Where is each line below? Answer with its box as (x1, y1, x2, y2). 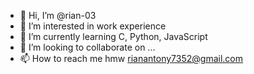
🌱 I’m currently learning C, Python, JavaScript (19, 31, 208, 42)
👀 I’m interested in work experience (19, 20, 167, 32)
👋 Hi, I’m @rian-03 (19, 10, 97, 21)
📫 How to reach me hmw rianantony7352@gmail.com (19, 53, 243, 64)
